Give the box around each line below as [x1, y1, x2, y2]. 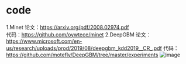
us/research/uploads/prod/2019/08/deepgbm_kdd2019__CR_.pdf [6, 45, 162, 52]
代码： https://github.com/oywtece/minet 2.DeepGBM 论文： [6, 31, 151, 38]
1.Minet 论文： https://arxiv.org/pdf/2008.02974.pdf [6, 23, 129, 31]
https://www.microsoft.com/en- [6, 38, 82, 45]
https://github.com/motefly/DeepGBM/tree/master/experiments [6, 51, 159, 58]
